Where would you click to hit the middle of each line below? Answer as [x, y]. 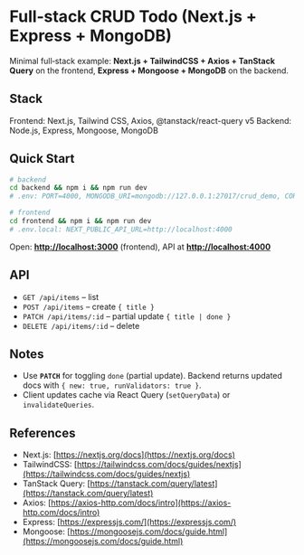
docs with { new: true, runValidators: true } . [112, 385]
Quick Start [42, 159]
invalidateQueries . [58, 405]
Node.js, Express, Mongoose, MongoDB [84, 130]
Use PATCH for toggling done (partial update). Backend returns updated [152, 376]
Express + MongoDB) [90, 36]
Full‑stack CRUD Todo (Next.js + [133, 17]
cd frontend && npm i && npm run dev [81, 221]
